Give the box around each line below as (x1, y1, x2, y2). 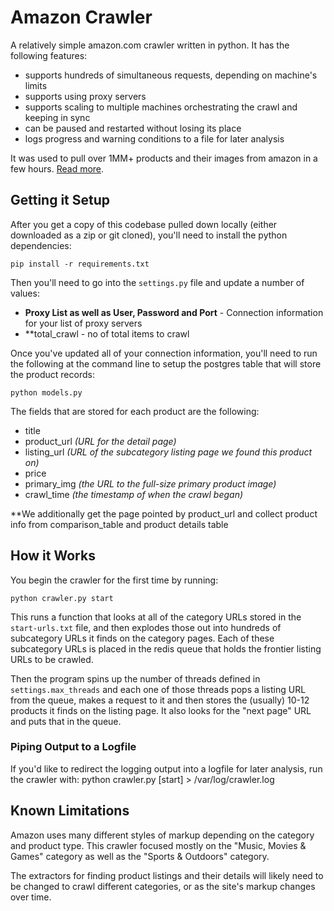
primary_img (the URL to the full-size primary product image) (24, 477, 277, 490)
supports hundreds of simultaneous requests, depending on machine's (24, 69, 318, 81)
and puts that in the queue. (10, 715, 122, 727)
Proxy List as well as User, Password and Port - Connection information (24, 306, 324, 318)
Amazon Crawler (10, 6, 153, 29)
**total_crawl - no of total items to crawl (24, 327, 190, 340)
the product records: (10, 368, 95, 380)
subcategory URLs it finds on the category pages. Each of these (10, 632, 275, 644)
